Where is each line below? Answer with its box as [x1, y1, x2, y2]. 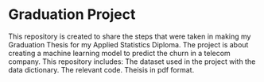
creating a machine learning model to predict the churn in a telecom [8, 48, 231, 58]
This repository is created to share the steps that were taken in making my [8, 32, 251, 41]
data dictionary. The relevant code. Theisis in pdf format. [8, 65, 195, 74]
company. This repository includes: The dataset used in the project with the [8, 57, 256, 66]
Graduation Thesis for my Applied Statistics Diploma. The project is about [8, 39, 249, 49]
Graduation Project [8, 6, 136, 24]
